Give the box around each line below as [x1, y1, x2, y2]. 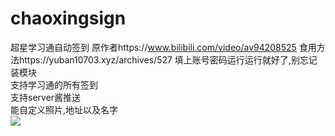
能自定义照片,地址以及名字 [10, 103, 119, 116]
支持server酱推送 [10, 91, 82, 103]
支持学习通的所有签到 [10, 78, 98, 91]
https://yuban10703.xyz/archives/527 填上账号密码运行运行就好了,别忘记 [18, 53, 318, 66]
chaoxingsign [10, 7, 127, 30]
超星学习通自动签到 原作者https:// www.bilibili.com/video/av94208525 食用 [10, 41, 317, 53]
